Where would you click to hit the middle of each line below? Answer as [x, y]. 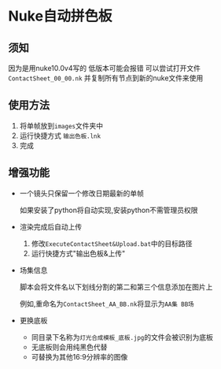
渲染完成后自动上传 [51, 226]
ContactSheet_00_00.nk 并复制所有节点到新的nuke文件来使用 [106, 78]
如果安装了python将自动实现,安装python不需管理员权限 [109, 210]
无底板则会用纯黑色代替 [69, 347]
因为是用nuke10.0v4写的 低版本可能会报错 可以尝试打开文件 [105, 68]
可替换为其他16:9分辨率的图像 [79, 356]
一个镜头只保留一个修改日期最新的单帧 [81, 193]
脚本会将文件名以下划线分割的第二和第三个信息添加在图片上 [116, 287]
